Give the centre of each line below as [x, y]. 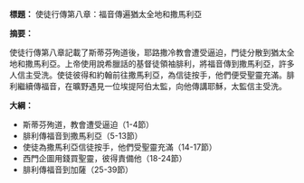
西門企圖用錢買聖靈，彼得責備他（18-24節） [104, 158]
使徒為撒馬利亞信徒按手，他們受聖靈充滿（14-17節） [119, 147]
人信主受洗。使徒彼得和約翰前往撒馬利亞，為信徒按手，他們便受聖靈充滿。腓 [152, 75]
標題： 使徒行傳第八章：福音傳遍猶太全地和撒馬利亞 [105, 14]
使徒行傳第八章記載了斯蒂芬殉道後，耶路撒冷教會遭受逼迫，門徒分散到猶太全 [152, 52]
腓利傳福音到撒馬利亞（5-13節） [82, 136]
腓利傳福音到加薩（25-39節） [78, 169]
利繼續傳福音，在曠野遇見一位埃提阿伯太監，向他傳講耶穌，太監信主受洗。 [148, 86]
